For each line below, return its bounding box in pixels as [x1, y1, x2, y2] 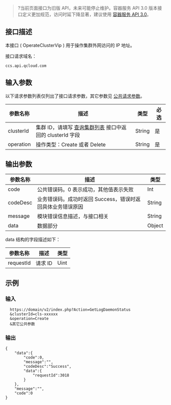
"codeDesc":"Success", [23, 364, 72, 369]
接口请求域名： [5, 53, 37, 59]
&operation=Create [10, 316, 49, 321]
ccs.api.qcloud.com [5, 63, 47, 68]
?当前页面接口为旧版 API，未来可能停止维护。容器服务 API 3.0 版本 [17, 5, 158, 11]
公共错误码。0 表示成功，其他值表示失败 [37, 186, 134, 193]
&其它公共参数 [10, 321, 35, 327]
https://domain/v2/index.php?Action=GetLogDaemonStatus [10, 307, 131, 313]
